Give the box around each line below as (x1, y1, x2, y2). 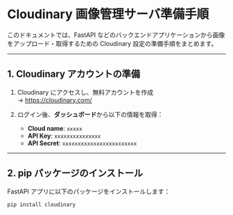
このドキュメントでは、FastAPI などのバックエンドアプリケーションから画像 (7, 31, 225, 39)
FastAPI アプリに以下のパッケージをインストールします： (7, 187, 171, 196)
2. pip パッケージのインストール (7, 168, 144, 180)
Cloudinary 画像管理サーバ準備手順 (7, 6, 209, 22)
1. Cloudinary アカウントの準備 (7, 68, 141, 80)
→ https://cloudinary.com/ (17, 95, 92, 104)
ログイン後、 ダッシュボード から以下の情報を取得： (17, 110, 164, 118)
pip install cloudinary (7, 201, 76, 208)
